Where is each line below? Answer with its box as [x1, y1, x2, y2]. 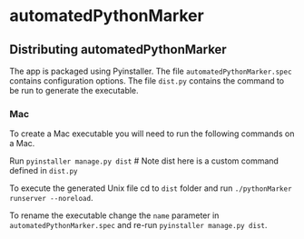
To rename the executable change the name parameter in [9, 210, 220, 221]
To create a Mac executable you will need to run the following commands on [9, 128, 295, 139]
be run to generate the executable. [9, 85, 139, 95]
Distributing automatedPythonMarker [9, 42, 227, 57]
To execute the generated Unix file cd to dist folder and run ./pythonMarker [9, 183, 292, 194]
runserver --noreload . [9, 193, 93, 204]
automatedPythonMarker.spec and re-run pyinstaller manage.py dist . [9, 220, 268, 231]
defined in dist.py [9, 165, 78, 176]
